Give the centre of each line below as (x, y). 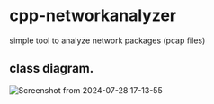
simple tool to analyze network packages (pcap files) (107, 40)
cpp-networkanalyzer (93, 16)
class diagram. (52, 69)
